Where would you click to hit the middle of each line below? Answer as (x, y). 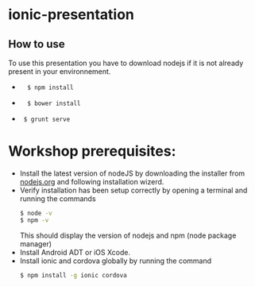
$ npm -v (34, 220)
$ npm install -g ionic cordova (73, 276)
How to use (37, 44)
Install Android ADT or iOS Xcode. (75, 253)
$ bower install (54, 103)
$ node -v (36, 213)
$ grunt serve (47, 119)
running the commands (58, 198)
